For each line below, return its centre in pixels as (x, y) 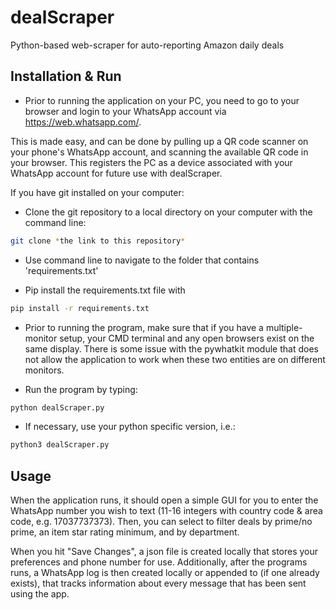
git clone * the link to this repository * (98, 241)
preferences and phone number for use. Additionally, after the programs (159, 562)
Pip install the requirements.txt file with (105, 290)
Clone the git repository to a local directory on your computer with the (168, 212)
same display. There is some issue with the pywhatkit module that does (171, 348)
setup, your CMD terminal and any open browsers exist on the (187, 338)
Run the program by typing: (81, 389)
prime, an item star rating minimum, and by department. (125, 532)
